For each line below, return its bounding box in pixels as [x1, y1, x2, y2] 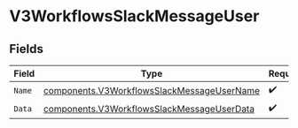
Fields [9, 41, 44, 56]
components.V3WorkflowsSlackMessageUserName [43, 84, 260, 96]
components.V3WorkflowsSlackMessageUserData [43, 102, 255, 115]
